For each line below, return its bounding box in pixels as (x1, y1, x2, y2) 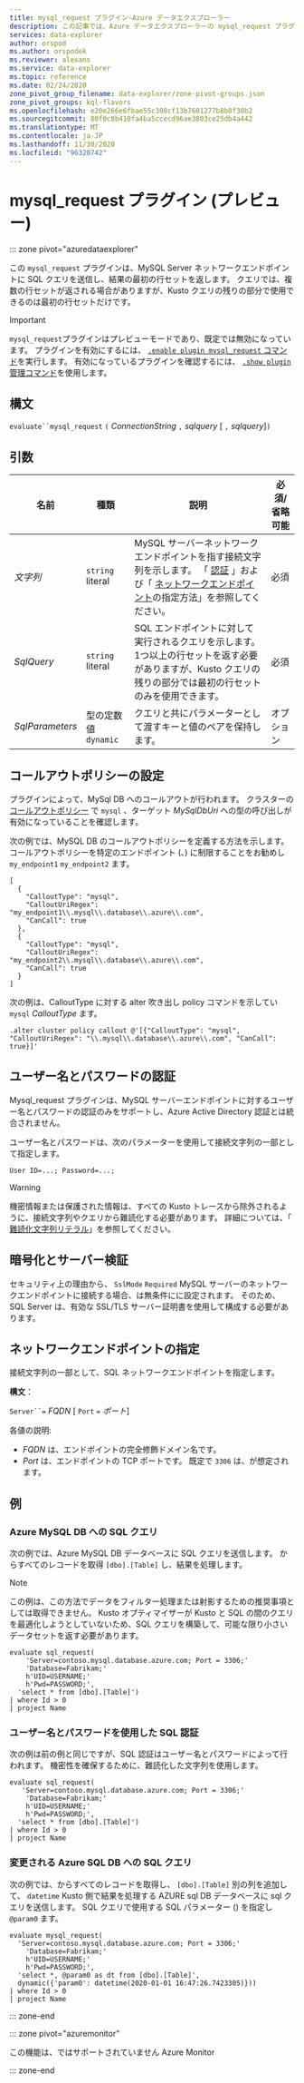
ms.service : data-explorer (9, 64, 111, 73)
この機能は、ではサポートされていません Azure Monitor (9, 2047, 215, 2058)
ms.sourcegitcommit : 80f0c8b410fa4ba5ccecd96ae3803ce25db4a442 (9, 114, 253, 123)
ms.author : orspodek (9, 47, 88, 56)
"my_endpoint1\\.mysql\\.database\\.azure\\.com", (9, 908, 204, 917)
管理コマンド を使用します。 (9, 367, 112, 377)
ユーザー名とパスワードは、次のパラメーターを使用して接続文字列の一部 (9, 1136, 279, 1148)
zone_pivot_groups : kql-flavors (9, 97, 131, 107)
